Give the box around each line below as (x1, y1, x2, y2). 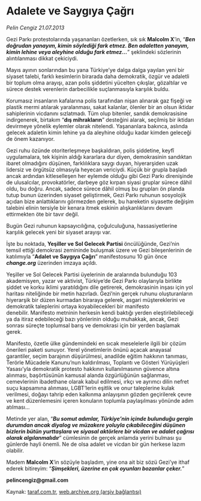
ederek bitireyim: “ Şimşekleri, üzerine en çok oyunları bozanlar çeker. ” (6, 464, 185, 472)
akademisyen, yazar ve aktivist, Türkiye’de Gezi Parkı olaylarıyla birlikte (6, 277, 182, 284)
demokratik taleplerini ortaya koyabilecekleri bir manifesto (6, 303, 150, 310)
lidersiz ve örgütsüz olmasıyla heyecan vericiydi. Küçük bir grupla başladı (6, 166, 187, 173)
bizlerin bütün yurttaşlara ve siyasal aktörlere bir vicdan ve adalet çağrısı (6, 427, 194, 435)
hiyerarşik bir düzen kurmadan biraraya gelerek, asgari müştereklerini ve (6, 296, 185, 303)
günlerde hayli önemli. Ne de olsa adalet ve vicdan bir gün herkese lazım (6, 440, 185, 448)
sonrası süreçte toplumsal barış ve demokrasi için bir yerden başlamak (6, 322, 181, 329)
